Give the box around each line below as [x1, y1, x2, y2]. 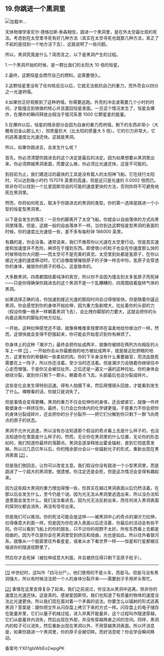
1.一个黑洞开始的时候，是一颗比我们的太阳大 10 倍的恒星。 [5, 62, 122, 67]
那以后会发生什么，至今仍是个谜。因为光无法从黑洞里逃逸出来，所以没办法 [5, 491, 155, 497]
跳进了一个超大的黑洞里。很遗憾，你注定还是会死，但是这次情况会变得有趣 [5, 468, 155, 474]
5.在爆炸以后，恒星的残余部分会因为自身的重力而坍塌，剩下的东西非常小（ [5, 122, 154, 127]
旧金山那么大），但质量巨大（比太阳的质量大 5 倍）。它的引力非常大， [13, 127, 151, 133]
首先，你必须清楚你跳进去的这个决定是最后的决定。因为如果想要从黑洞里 [5, 154, 150, 160]
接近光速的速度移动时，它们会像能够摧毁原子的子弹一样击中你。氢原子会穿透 [5, 257, 159, 263]
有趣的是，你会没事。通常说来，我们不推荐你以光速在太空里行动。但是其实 [5, 239, 155, 245]
